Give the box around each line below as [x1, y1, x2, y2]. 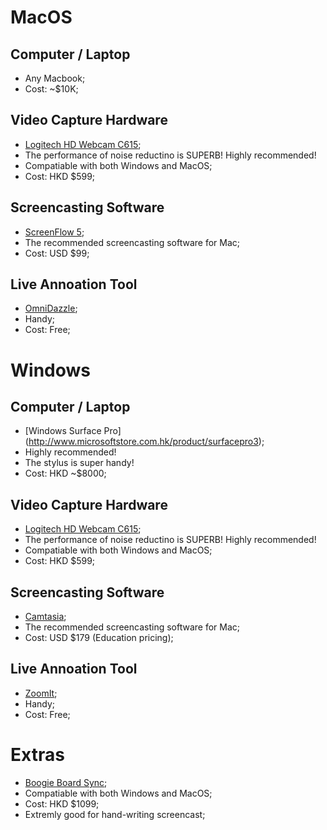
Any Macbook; [24, 72, 86, 84]
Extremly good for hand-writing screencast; [24, 808, 206, 820]
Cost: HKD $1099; [24, 797, 100, 810]
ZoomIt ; [24, 687, 58, 699]
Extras [10, 744, 65, 766]
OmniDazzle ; [24, 302, 78, 315]
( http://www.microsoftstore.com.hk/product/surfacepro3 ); [24, 436, 265, 448]
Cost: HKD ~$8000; [24, 467, 107, 480]
